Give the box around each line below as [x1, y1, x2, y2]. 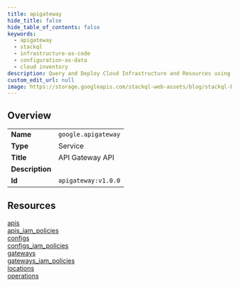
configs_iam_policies [7, 241, 69, 249]
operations [7, 271, 39, 280]
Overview [7, 109, 52, 121]
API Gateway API [58, 153, 115, 163]
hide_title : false [7, 17, 62, 24]
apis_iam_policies [7, 226, 59, 234]
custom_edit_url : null [7, 76, 75, 84]
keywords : [7, 30, 37, 38]
